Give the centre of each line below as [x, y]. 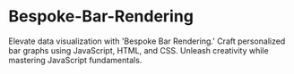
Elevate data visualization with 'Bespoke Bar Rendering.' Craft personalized [147, 41]
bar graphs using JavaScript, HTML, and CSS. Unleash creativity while [139, 50]
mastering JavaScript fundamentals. [75, 60]
